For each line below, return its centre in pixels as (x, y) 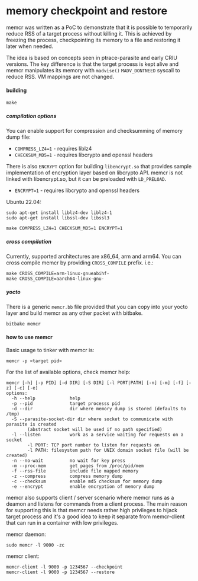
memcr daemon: (26, 534)
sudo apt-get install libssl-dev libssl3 (58, 218)
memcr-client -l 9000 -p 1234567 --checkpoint (64, 567)
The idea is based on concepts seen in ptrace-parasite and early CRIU (92, 58)
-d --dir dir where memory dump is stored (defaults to (99, 409)
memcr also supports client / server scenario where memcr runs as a (90, 498)
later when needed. (30, 46)
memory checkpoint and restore (87, 11)
